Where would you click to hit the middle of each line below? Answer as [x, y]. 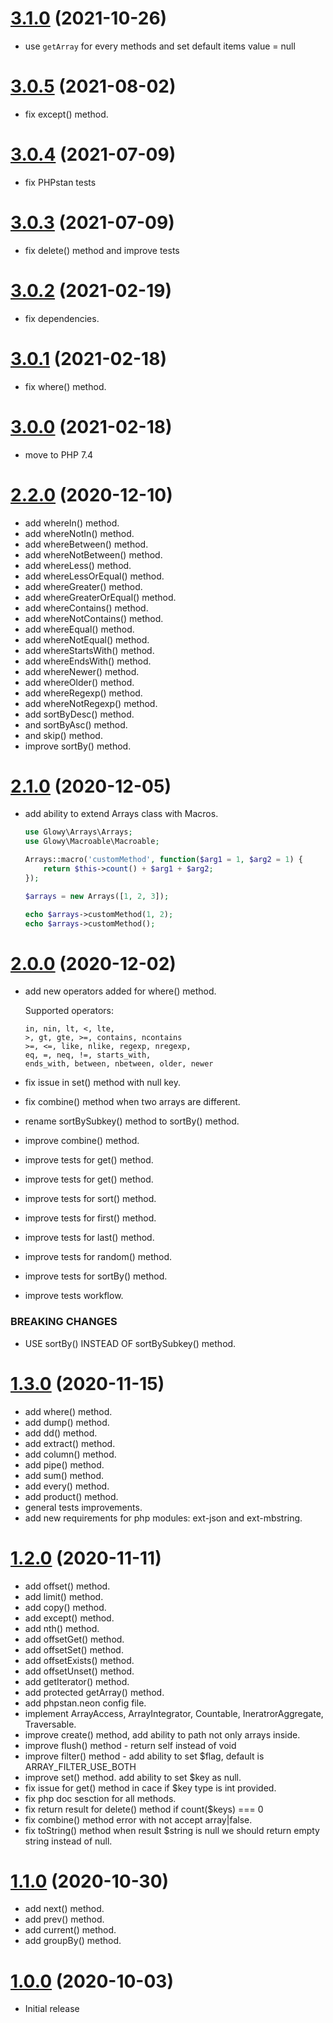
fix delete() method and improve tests [102, 250]
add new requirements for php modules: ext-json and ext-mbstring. [163, 1518]
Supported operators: [69, 1011]
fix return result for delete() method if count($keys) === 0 [144, 1809]
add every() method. [67, 1486]
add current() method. [70, 1930]
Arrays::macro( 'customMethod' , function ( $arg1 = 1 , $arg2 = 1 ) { [163, 860]
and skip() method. [63, 735]
